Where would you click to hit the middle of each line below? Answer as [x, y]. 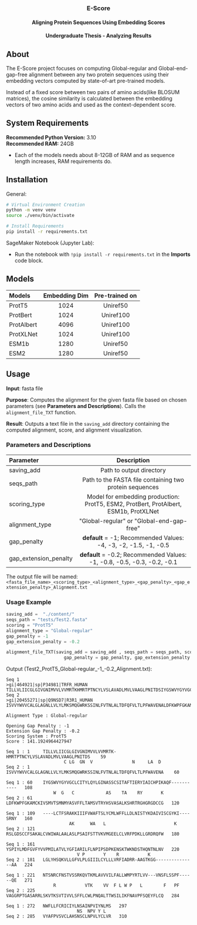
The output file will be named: [42, 576]
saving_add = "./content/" [40, 615]
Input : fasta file [25, 388]
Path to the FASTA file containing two [133, 479]
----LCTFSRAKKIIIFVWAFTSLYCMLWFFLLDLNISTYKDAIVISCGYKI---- [117, 814]
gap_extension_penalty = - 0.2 [43, 642]
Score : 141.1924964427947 [39, 742]
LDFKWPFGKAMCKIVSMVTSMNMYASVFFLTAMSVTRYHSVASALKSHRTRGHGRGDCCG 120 [93, 803]
